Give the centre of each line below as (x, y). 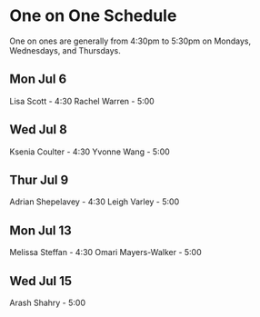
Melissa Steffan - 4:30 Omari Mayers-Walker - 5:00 (105, 253)
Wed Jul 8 (39, 129)
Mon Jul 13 (41, 230)
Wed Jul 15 (41, 281)
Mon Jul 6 (38, 79)
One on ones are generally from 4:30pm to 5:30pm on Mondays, (130, 41)
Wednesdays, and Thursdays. (65, 50)
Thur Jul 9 (39, 179)
